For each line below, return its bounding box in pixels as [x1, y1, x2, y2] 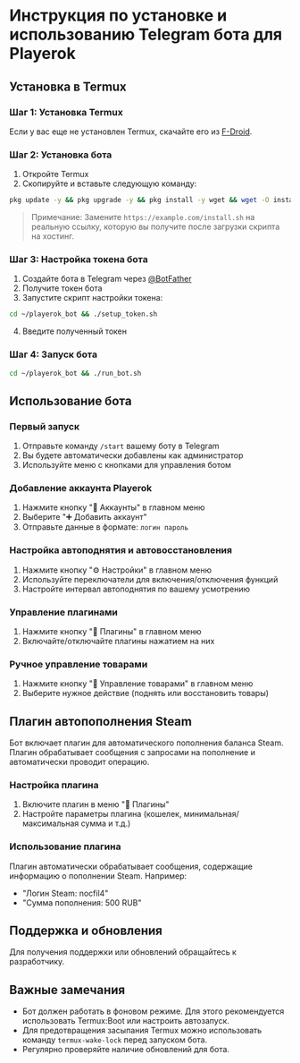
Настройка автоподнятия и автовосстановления [9, 544, 232, 557]
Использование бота [9, 393, 132, 408]
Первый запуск [9, 420, 80, 432]
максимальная [21, 818, 79, 829]
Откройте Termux [21, 169, 89, 180]
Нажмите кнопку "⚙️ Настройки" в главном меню [21, 565, 212, 575]
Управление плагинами [9, 606, 118, 618]
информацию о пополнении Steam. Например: [9, 870, 187, 881]
